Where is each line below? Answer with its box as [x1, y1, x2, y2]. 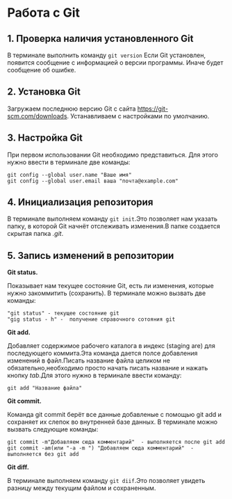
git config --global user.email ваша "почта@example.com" [7, 177, 179, 184]
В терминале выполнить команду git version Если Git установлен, [7, 51, 206, 59]
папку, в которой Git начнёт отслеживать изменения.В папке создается [7, 222, 220, 230]
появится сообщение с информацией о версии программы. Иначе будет [7, 58, 224, 67]
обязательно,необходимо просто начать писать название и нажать [7, 364, 208, 372]
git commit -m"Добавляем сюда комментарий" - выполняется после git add [7, 438, 226, 446]
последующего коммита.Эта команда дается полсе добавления [7, 349, 198, 358]
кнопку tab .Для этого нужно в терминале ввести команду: [7, 371, 182, 380]
